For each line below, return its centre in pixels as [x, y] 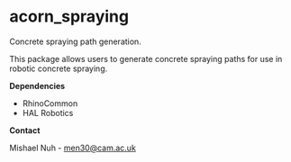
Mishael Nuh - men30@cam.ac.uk [73, 148]
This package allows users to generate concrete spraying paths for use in [146, 58]
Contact [25, 130]
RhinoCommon [50, 103]
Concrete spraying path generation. [75, 41]
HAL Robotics [48, 112]
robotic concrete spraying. [59, 68]
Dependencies [37, 85]
